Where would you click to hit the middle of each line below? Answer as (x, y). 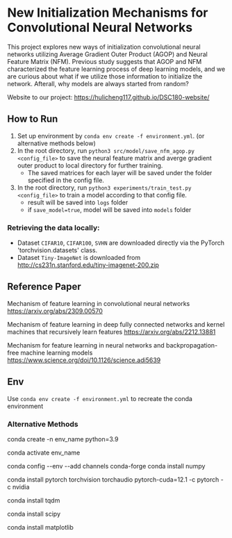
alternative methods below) (56, 143)
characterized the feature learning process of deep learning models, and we (116, 69)
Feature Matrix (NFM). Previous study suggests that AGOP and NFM (105, 61)
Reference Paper (44, 287)
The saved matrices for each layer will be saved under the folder (120, 172)
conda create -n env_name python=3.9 (63, 439)
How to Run (33, 119)
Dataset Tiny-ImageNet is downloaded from (79, 258)
